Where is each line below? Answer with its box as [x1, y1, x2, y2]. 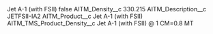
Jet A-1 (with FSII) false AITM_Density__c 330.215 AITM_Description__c [7, 5, 207, 13]
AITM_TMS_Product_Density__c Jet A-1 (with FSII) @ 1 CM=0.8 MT [7, 19, 194, 27]
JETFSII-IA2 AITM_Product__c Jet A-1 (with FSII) [7, 12, 143, 20]
